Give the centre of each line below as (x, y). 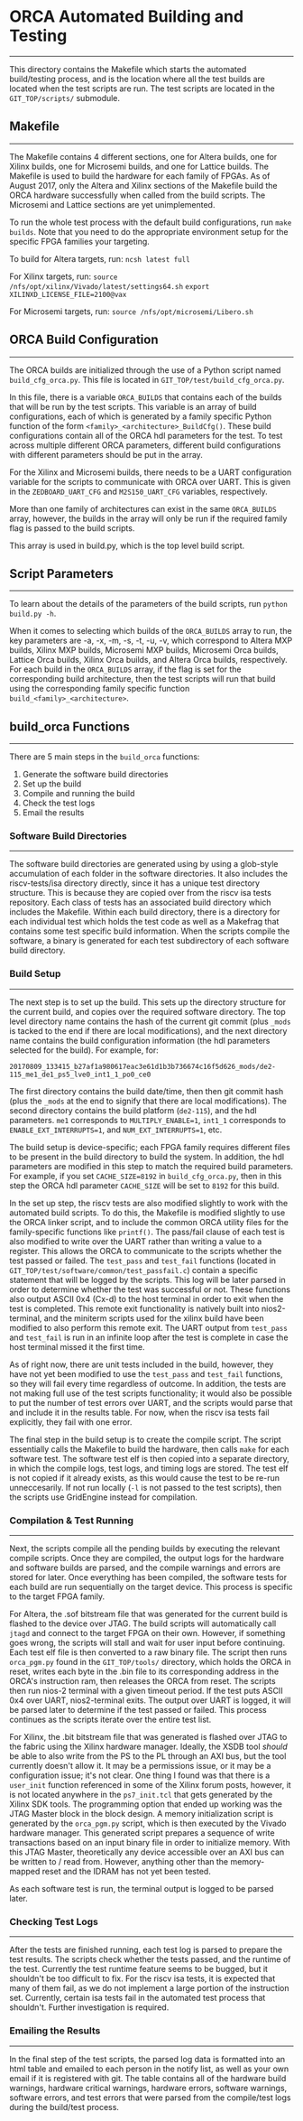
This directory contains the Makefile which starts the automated (128, 69)
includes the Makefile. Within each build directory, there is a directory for (145, 912)
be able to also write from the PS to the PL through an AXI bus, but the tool (148, 1756)
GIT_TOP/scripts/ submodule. (64, 98)
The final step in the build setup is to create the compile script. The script (145, 1439)
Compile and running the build (78, 794)
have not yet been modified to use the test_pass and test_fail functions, (146, 1373)
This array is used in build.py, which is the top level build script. (127, 545)
